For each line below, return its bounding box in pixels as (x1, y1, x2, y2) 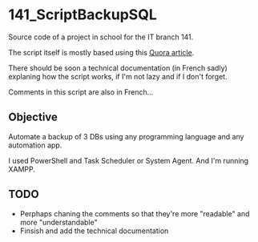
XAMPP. (8, 164, 36, 174)
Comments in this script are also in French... (8, 87, 154, 97)
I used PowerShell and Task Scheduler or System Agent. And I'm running (8, 155, 249, 165)
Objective (8, 111, 58, 124)
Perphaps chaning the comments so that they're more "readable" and (19, 208, 250, 218)
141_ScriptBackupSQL (8, 6, 158, 24)
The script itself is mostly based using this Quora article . (8, 47, 195, 57)
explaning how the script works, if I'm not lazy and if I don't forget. (8, 71, 228, 81)
